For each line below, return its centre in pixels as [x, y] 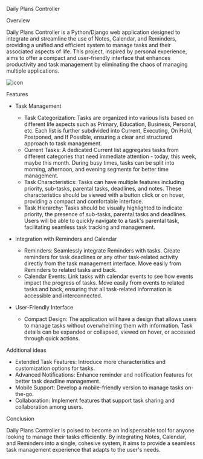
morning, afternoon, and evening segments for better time [96, 169]
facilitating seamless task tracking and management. [90, 227]
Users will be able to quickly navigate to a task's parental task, [101, 221]
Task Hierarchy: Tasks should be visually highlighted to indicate [103, 208]
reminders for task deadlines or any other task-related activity [101, 257]
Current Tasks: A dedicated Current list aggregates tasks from [101, 150]
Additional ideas [26, 350]
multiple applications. [33, 71]
